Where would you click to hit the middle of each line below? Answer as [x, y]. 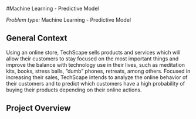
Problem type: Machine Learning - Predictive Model [68, 20]
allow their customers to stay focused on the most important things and [92, 59]
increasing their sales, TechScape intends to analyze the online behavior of [97, 77]
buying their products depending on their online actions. [74, 90]
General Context [37, 38]
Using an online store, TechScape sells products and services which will [93, 52]
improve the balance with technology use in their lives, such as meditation [96, 64]
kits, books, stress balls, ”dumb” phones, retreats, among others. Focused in [98, 71]
